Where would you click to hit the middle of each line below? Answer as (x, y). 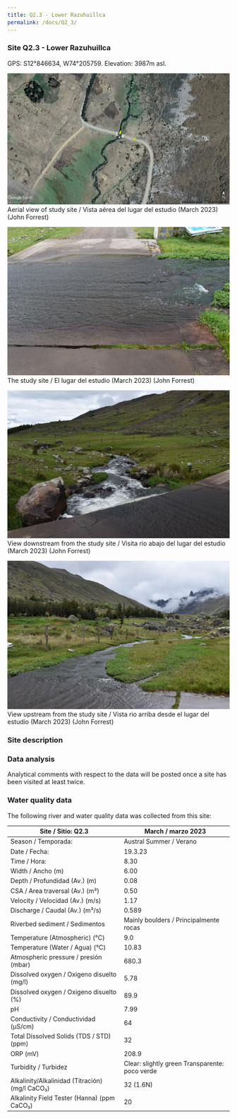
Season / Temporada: (41, 841)
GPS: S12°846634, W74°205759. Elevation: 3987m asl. (87, 63)
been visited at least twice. (46, 782)
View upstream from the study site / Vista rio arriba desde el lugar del (108, 714)
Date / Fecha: (30, 851)
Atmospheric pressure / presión (56, 957)
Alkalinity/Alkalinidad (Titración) (56, 1081)
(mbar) (20, 965)
